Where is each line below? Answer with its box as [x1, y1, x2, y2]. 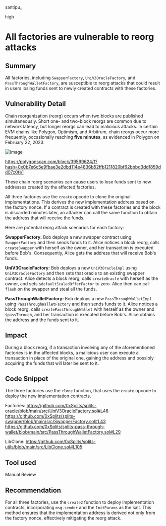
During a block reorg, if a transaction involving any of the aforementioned [5, 344, 155, 350]
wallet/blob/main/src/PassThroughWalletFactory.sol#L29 [5, 429, 121, 435]
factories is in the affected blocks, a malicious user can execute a [5, 350, 139, 355]
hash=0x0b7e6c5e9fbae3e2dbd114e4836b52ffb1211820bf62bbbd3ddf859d [5, 164, 161, 170]
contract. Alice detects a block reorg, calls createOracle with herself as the [5, 275, 159, 281]
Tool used [5, 458, 36, 467]
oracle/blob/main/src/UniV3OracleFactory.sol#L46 [5, 408, 109, 414]
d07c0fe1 [5, 169, 24, 175]
